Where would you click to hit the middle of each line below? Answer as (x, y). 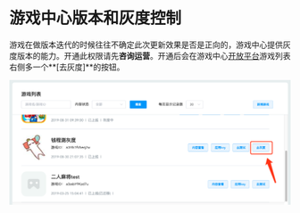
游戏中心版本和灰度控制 (96, 18)
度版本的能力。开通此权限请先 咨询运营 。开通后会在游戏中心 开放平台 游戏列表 (150, 55)
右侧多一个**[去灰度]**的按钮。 (67, 67)
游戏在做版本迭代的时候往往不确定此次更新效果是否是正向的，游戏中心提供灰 (150, 45)
